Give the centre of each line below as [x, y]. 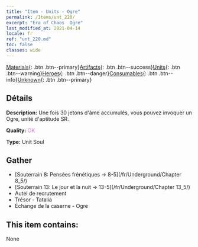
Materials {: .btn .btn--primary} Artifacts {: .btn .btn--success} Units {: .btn [93, 67]
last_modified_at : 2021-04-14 [43, 28]
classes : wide [24, 50]
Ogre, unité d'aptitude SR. [38, 118]
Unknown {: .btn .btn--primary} [55, 79]
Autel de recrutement [40, 194]
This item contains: [42, 225]
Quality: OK [21, 130]
